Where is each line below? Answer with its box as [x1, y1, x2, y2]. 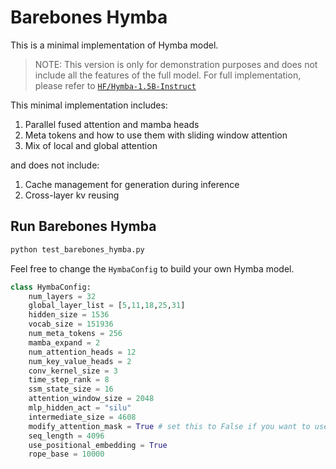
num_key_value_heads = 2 [28, 356, 132, 366]
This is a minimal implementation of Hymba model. [10, 39, 219, 51]
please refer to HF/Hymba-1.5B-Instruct [34, 79, 197, 91]
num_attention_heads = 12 [28, 347, 137, 357]
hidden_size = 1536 [28, 310, 110, 320]
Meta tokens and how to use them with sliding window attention [24, 129, 288, 141]
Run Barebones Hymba [10, 218, 157, 235]
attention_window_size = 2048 [28, 394, 155, 404]
